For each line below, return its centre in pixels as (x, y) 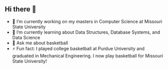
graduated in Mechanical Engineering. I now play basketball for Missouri (88, 55)
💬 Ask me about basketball (40, 43)
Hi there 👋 (21, 9)
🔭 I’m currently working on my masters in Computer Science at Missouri (87, 21)
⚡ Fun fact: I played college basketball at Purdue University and (78, 48)
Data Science (26, 37)
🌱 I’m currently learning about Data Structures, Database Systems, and (86, 32)
